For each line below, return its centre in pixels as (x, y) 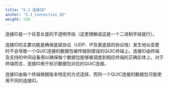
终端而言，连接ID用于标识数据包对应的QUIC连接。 (57, 64)
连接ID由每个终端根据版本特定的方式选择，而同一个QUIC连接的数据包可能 (81, 74)
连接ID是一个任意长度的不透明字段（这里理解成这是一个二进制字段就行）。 (81, 34)
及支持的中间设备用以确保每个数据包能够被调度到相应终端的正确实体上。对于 (84, 57)
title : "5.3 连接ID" (26, 10)
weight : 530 (18, 19)
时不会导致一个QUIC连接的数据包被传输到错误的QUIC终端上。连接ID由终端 (82, 51)
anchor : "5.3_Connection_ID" (36, 15)
